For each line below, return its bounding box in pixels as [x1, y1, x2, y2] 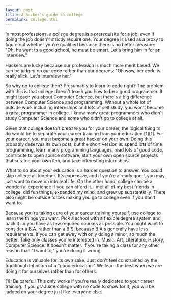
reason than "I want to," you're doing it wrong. [5, 248, 102, 254]
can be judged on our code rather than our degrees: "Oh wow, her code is [5, 68, 160, 74]
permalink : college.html [5, 17, 58, 22]
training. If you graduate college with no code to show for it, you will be [5, 283, 154, 290]
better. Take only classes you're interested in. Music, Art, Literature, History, [5, 237, 164, 243]
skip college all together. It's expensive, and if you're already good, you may [5, 173, 165, 179]
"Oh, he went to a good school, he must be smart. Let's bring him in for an [5, 47, 161, 53]
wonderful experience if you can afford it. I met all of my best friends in [5, 184, 154, 190]
